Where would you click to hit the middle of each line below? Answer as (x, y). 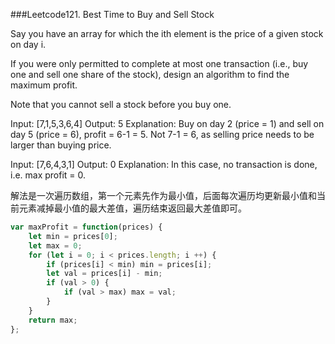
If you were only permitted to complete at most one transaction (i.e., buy (159, 63)
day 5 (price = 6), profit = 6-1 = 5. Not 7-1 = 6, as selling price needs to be (162, 134)
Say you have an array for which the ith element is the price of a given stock (167, 33)
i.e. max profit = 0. (48, 175)
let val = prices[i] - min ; (104, 274)
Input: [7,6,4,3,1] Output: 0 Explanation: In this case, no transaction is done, (164, 164)
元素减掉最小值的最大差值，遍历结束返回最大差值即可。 (132, 208)
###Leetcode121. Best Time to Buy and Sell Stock (112, 14)
